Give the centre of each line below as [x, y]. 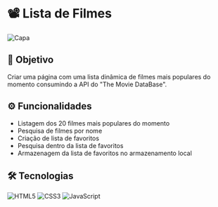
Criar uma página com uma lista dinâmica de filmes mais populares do [109, 76]
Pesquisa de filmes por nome [60, 131]
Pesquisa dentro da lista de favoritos [70, 145]
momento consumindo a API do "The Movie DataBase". [87, 84]
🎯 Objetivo [31, 60]
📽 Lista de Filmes [60, 14]
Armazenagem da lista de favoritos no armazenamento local [104, 153]
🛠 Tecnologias [40, 176]
